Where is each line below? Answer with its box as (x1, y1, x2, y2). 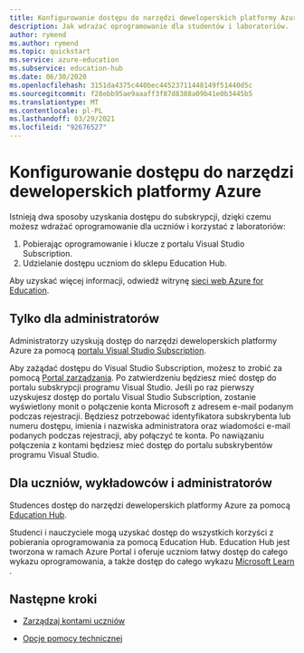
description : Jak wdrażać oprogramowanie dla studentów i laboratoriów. (9, 22, 290, 31)
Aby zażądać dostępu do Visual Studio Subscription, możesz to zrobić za (9, 362, 282, 373)
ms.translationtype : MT (9, 97, 100, 107)
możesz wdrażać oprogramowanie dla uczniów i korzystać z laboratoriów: (9, 220, 287, 231)
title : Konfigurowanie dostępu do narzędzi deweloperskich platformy (9, 13, 278, 23)
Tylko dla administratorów (9, 311, 160, 326)
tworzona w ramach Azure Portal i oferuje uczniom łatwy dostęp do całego (9, 546, 288, 557)
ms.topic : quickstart (9, 47, 91, 56)
